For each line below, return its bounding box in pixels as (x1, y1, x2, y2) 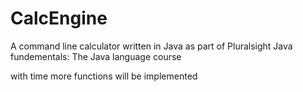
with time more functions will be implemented (10, 70, 198, 82)
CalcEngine (10, 7, 108, 30)
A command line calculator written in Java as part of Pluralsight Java (10, 40, 293, 52)
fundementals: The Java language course (10, 50, 182, 62)
